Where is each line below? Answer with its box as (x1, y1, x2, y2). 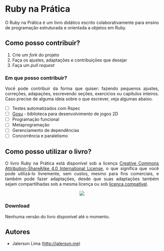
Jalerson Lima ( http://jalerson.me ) (12, 241, 81, 247)
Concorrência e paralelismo (12, 133, 68, 139)
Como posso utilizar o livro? (5, 147, 92, 156)
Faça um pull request (12, 62, 55, 68)
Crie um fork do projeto (12, 52, 60, 58)
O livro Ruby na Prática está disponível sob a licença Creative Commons (5, 160, 159, 167)
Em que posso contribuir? (5, 74, 67, 81)
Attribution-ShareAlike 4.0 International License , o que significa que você (5, 166, 159, 171)
